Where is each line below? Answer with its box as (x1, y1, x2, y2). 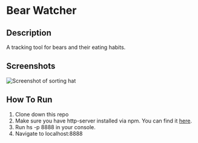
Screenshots (6, 61, 56, 71)
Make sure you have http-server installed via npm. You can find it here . (15, 117, 193, 124)
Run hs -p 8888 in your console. (15, 123, 96, 130)
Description (6, 28, 51, 38)
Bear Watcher (6, 4, 77, 17)
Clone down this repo (15, 110, 69, 118)
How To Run (6, 95, 53, 105)
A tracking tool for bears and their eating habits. (6, 43, 126, 51)
